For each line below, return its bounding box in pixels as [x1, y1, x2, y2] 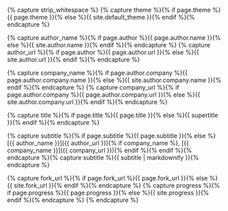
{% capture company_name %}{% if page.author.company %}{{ [7, 69, 188, 77]
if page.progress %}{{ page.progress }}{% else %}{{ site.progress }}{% [7, 188, 210, 197]
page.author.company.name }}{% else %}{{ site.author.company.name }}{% [7, 76, 222, 84]
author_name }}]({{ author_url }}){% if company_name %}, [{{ [16, 139, 190, 147]
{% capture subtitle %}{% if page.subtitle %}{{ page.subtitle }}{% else [7, 132, 206, 140]
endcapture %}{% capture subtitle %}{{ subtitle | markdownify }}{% [7, 153, 199, 162]
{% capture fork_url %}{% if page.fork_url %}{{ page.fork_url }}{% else [7, 174, 208, 182]
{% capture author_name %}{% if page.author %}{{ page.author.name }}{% [7, 34, 221, 42]
